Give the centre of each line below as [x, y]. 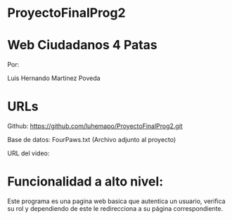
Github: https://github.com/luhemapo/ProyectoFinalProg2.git [95, 126]
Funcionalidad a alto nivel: [85, 182]
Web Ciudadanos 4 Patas [83, 45]
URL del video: [28, 153]
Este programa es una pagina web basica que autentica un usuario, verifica [117, 201]
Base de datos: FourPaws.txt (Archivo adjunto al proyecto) [92, 140]
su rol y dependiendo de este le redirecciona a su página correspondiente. [115, 208]
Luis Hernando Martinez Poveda [54, 78]
